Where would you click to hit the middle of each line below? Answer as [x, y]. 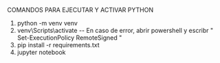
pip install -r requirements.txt [58, 45]
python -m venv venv [47, 23]
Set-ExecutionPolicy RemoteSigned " [69, 38]
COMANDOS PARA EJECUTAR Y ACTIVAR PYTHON [80, 10]
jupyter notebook [41, 52]
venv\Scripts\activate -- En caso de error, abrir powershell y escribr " [115, 30]
